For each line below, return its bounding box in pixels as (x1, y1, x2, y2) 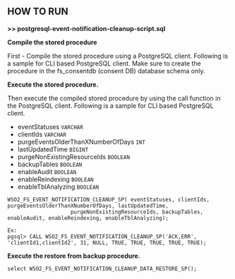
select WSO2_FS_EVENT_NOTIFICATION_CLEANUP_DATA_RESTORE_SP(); (7, 265, 198, 272)
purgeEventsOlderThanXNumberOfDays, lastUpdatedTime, (7, 202, 169, 209)
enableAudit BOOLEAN (17, 167, 77, 175)
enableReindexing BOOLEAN (17, 175, 94, 183)
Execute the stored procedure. (7, 80, 99, 89)
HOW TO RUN (7, 6, 68, 18)
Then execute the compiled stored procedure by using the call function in (7, 94, 221, 102)
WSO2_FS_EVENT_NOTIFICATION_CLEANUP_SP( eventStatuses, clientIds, (7, 196, 210, 203)
